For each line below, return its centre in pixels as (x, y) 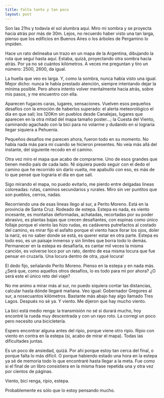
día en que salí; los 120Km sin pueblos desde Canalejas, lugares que (74, 114)
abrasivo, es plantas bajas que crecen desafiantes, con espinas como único (82, 220)
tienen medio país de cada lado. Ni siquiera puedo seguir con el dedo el (78, 164)
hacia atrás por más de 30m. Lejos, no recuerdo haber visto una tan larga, (80, 33)
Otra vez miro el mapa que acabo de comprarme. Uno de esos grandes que (81, 159)
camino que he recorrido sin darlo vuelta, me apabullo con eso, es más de (80, 169)
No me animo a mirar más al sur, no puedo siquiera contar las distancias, (78, 285)
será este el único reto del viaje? (38, 276)
